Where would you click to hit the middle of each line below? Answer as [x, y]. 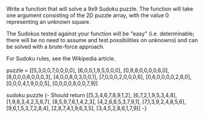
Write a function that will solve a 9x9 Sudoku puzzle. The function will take [100, 9]
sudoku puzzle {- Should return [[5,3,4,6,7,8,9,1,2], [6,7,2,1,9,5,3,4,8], [92, 95]
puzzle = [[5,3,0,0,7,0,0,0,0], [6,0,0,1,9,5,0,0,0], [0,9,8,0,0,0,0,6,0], [88, 70]
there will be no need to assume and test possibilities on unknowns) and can [102, 40]
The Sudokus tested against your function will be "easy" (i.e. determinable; [100, 34]
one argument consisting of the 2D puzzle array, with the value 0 [88, 15]
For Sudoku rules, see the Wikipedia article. [61, 58]
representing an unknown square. [49, 22]
